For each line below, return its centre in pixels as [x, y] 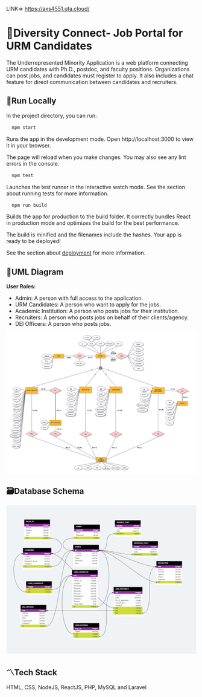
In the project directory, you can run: [52, 115]
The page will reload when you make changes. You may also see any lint [96, 157]
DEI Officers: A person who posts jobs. [63, 324]
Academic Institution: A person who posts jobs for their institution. [97, 311]
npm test [23, 175]
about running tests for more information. [57, 193]
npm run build [29, 205]
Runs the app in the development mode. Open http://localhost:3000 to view [100, 139]
